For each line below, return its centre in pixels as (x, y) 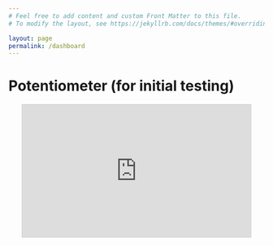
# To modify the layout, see (58, 24)
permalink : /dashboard (47, 46)
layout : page (30, 38)
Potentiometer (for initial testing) (121, 86)
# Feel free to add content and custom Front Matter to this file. (125, 16)
